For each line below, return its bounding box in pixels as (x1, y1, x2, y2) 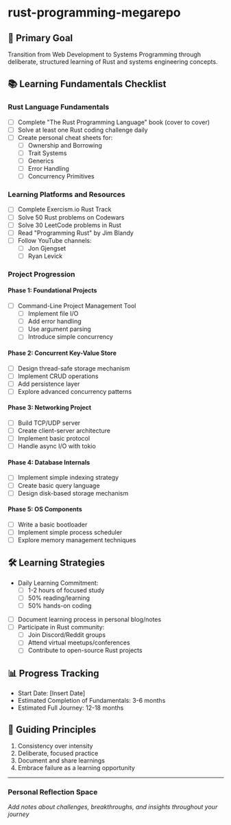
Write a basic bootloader (17, 520, 88, 528)
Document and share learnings (17, 756, 106, 765)
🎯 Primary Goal (8, 32, 73, 44)
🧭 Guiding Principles (8, 723, 97, 735)
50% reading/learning (27, 594, 90, 602)
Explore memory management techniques (17, 535, 136, 544)
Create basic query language (17, 481, 100, 489)
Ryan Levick (27, 252, 63, 260)
